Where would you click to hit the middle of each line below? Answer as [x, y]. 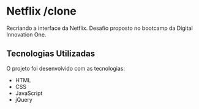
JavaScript [29, 93]
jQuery [24, 99]
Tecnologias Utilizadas [51, 54]
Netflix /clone [41, 11]
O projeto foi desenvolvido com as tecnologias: [66, 68]
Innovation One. [26, 34]
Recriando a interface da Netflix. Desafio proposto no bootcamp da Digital [99, 28]
